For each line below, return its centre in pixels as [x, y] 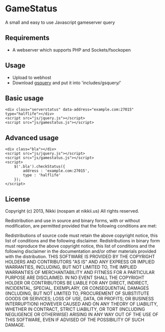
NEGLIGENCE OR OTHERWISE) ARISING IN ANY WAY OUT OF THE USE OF [82, 314]
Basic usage [24, 98]
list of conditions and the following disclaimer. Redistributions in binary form [82, 241]
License [18, 199]
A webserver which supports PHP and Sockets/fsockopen [72, 50]
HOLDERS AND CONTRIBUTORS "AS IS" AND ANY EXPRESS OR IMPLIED [80, 262]
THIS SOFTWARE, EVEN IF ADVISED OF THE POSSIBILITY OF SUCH [75, 320]
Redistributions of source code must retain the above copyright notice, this [82, 235]
